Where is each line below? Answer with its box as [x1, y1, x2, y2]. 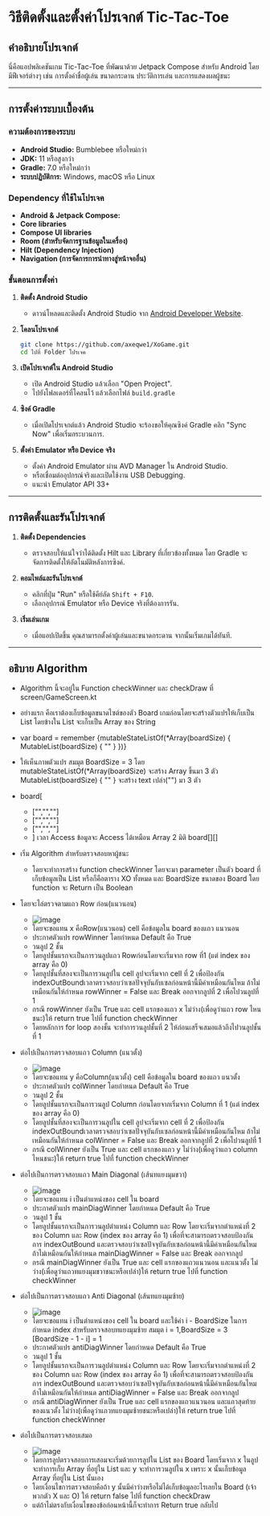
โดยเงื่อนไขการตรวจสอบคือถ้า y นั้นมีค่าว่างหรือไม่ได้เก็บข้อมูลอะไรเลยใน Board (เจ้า [31, 1481, 257, 1491]
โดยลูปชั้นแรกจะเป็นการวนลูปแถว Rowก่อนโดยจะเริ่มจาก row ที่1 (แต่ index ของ [31, 950, 251, 960]
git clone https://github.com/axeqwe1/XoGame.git [19, 341, 190, 349]
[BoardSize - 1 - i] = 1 [31, 1334, 102, 1343]
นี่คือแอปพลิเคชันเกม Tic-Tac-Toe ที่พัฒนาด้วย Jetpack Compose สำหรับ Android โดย [8, 62, 260, 72]
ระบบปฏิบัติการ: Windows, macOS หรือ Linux [19, 171, 155, 181]
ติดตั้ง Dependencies [19, 531, 86, 542]
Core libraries [19, 219, 67, 228]
